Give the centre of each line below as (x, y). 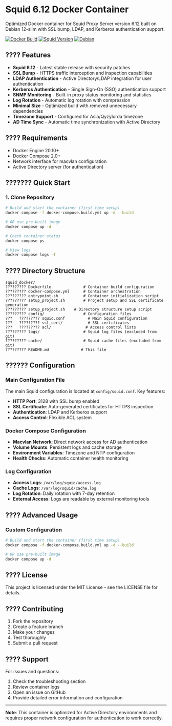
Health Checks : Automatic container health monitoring (71, 458)
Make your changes (34, 632)
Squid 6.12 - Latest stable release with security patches (71, 67)
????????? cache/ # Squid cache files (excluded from (83, 341)
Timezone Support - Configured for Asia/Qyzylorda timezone (78, 116)
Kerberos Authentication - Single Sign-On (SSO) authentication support (89, 89)
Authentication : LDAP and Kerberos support (60, 412)
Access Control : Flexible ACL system (52, 417)
